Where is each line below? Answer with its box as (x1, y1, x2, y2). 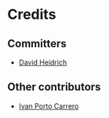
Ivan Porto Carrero (18, 101, 79, 111)
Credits (7, 6, 56, 24)
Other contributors (7, 80, 101, 94)
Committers (7, 37, 67, 50)
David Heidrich (18, 57, 67, 67)
